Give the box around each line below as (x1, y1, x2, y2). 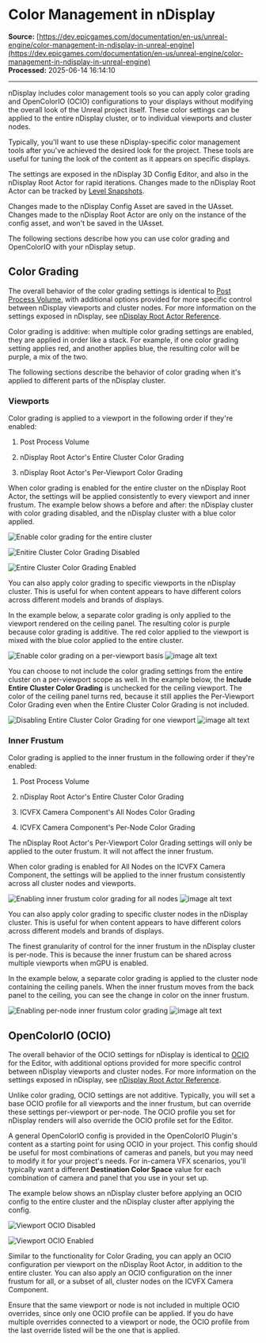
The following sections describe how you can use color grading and (8, 234, 230, 243)
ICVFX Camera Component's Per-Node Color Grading (19, 823, 196, 832)
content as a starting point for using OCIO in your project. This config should (8, 1139, 258, 1149)
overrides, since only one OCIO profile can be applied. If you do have (8, 1309, 234, 1318)
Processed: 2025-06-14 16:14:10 (8, 65, 116, 74)
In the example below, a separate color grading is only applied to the (8, 611, 231, 620)
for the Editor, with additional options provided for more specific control (8, 1059, 241, 1068)
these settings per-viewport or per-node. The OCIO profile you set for (8, 1107, 236, 1117)
